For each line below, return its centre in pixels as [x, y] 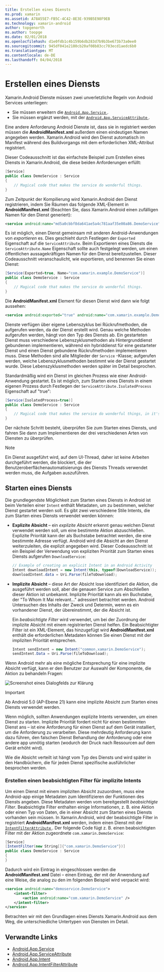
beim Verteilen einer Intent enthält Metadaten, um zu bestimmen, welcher [80, 505]
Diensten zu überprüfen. [30, 438]
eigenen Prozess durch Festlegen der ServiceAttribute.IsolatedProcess [78, 386]
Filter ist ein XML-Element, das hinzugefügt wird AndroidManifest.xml [83, 630]
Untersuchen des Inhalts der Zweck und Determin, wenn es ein [75, 605]
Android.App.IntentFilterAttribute [45, 965]
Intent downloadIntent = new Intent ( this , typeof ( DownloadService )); [84, 570]
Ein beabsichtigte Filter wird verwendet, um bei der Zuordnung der [79, 619]
